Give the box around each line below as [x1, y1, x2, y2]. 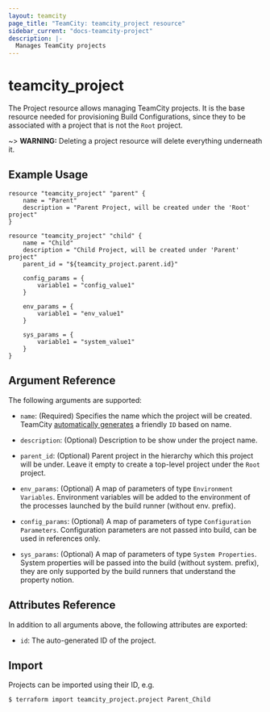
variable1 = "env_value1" [37, 309, 125, 317]
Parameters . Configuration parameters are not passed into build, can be [19, 525, 257, 534]
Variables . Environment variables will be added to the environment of [19, 492, 251, 501]
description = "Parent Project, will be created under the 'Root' [23, 203, 251, 212]
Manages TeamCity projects [15, 42, 106, 50]
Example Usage [8, 168, 89, 182]
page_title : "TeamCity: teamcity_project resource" [8, 19, 185, 27]
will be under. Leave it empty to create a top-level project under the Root [19, 459, 260, 469]
